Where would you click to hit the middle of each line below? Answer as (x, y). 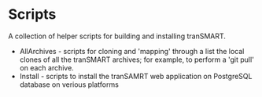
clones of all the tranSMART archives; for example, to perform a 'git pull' (137, 59)
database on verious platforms (69, 84)
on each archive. (47, 67)
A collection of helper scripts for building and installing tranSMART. (117, 36)
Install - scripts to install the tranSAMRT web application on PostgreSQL (136, 76)
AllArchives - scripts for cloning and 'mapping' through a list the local (132, 51)
